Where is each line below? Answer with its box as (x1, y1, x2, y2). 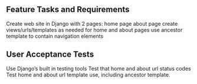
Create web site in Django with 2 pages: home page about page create (6, 20, 178, 27)
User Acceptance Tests (6, 50, 94, 60)
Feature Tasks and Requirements (6, 5, 130, 15)
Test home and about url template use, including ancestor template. (6, 71, 170, 78)
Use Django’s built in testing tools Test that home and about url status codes (6, 65, 191, 72)
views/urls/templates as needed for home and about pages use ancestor (6, 26, 183, 33)
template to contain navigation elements (6, 32, 104, 40)
